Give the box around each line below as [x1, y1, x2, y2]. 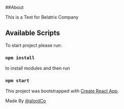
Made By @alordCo [5, 98, 46, 104]
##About [5, 5, 24, 10]
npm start [5, 78, 29, 84]
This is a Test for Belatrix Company [5, 14, 79, 20]
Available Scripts [5, 29, 60, 38]
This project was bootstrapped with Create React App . [5, 88, 119, 94]
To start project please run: [5, 42, 62, 48]
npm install [5, 55, 35, 60]
